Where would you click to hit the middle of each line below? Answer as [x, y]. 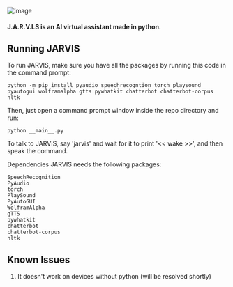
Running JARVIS [44, 48]
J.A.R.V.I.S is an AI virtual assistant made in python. [84, 26]
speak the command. [38, 151]
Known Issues [39, 259]
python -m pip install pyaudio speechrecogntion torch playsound [104, 86]
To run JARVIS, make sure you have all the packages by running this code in [117, 65]
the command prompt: [39, 72]
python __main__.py [36, 131]
